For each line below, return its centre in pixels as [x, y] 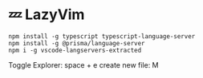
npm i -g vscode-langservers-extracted [75, 50]
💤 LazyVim [47, 15]
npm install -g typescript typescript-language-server [102, 36]
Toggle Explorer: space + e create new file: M [83, 64]
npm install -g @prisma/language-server [77, 43]
